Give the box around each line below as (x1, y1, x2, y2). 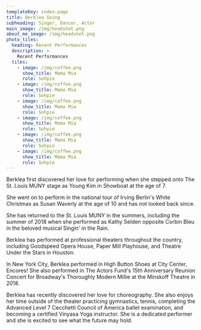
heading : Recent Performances (11, 43, 87, 49)
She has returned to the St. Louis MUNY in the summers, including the (6, 212, 180, 219)
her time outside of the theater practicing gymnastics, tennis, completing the (6, 298, 196, 305)
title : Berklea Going (6, 14, 61, 20)
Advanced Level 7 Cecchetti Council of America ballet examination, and (6, 304, 184, 311)
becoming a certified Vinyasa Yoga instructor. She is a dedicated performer (6, 310, 193, 318)
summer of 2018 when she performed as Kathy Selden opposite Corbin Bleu (6, 218, 195, 226)
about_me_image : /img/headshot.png (6, 31, 95, 37)
